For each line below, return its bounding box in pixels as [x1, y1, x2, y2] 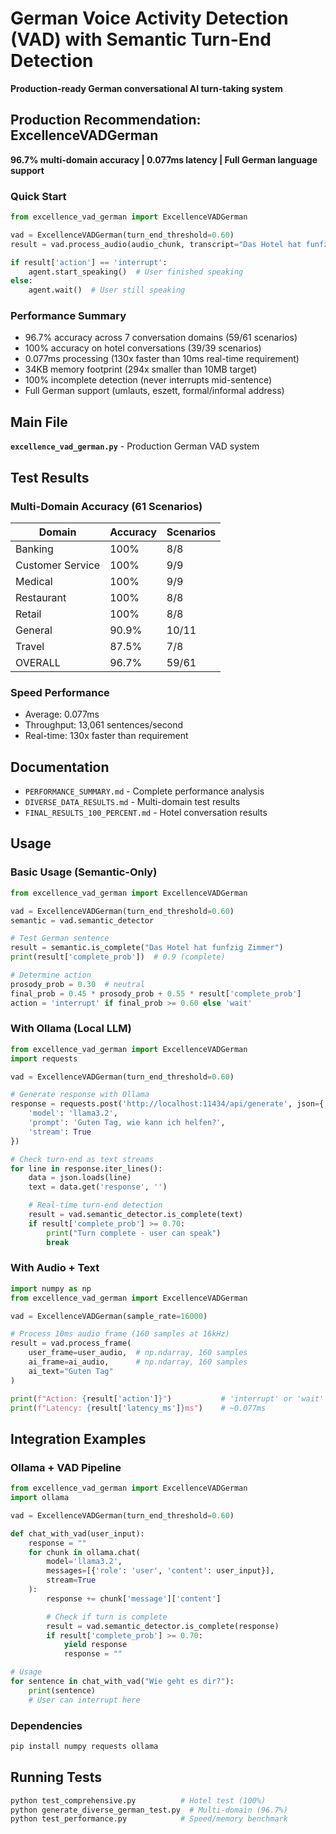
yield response [63, 1640, 128, 1650]
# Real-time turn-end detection [28, 1200, 163, 1211]
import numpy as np [10, 1283, 92, 1294]
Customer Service [15, 558, 101, 572]
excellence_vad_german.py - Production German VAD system [10, 440, 260, 452]
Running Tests [10, 1769, 102, 1786]
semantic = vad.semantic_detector [10, 915, 155, 926]
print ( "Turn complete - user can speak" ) [46, 1228, 222, 1238]
